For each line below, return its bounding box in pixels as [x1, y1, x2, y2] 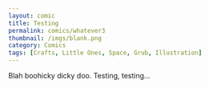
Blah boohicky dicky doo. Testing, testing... [8, 71, 151, 80]
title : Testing [8, 19, 59, 27]
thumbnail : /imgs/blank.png [8, 34, 102, 42]
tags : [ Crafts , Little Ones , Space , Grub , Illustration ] [8, 49, 203, 57]
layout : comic [8, 11, 56, 20]
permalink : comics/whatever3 [8, 26, 106, 34]
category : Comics [8, 42, 66, 50]
